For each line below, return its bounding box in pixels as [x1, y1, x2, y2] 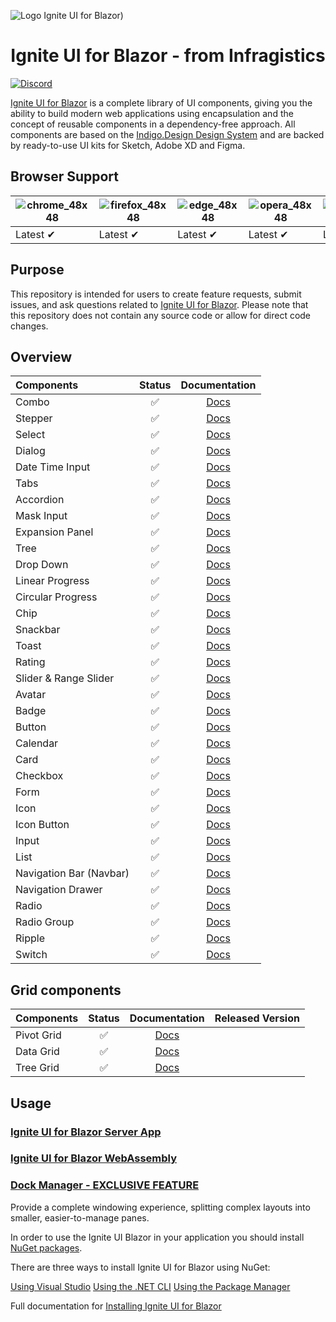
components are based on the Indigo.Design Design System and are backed [10, 128, 325, 140]
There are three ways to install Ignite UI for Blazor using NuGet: [10, 1261, 271, 1273]
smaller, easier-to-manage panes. [10, 1211, 150, 1224]
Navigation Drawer [15, 883, 103, 897]
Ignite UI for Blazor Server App [10, 1125, 162, 1139]
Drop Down [15, 558, 69, 572]
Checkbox [15, 769, 64, 783]
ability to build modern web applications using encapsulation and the [10, 107, 294, 119]
